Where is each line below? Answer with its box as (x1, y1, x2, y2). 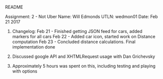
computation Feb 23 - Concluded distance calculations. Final (12, 39, 136, 45)
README (5, 4, 24, 10)
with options (12, 68, 38, 74)
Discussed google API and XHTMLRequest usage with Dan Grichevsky (12, 53, 156, 59)
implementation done (12, 44, 55, 50)
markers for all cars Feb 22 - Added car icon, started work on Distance (12, 34, 156, 39)
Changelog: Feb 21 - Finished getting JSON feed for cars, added (12, 28, 142, 34)
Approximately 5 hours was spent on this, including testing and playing (12, 63, 156, 69)
